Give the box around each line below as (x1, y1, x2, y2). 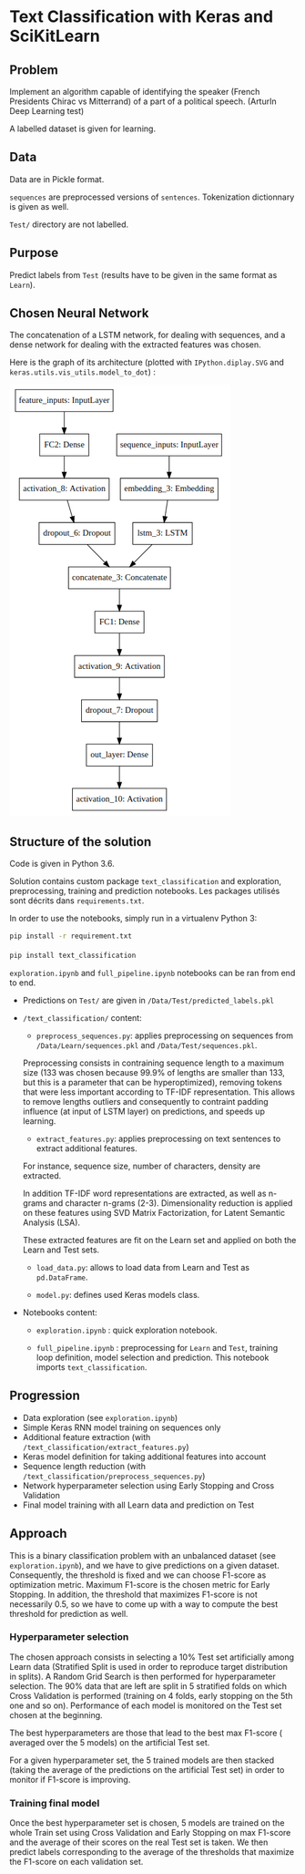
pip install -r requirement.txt (9, 932, 132, 941)
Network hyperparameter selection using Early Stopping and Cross (22, 1479, 275, 1491)
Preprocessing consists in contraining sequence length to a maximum (22, 1057, 285, 1068)
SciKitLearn (9, 26, 100, 46)
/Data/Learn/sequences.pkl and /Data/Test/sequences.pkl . (36, 1039, 258, 1050)
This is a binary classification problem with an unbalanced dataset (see (9, 1550, 276, 1560)
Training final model (9, 1797, 100, 1809)
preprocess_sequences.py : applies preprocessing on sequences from (36, 1030, 294, 1041)
